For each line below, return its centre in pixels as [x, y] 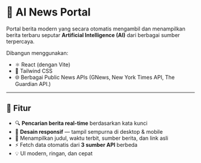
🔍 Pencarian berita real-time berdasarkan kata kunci [81, 123]
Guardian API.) [33, 84]
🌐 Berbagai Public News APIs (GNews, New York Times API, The [95, 77]
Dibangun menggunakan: [37, 53]
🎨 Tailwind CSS [33, 70]
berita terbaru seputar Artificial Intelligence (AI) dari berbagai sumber [93, 35]
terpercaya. [20, 41]
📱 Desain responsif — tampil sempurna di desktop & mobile [89, 131]
